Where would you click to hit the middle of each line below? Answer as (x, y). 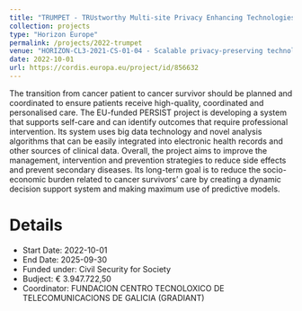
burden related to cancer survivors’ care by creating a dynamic (164, 179)
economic (28, 179)
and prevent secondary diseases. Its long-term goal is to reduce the (135, 169)
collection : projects (50, 26)
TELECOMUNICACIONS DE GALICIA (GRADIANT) (113, 298)
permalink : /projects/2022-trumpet (76, 43)
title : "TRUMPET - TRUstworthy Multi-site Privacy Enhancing (126, 18)
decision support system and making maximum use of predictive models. (145, 189)
